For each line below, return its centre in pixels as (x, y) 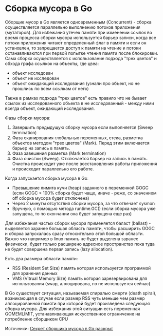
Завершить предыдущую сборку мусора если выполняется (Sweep (82, 127)
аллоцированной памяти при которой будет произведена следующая (78, 303)
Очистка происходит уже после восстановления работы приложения (84, 164)
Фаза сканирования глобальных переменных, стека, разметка (77, 138)
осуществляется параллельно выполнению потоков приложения (73, 27)
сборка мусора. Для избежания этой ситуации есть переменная (72, 309)
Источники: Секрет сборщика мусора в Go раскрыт (59, 328)
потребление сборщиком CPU (36, 319)
